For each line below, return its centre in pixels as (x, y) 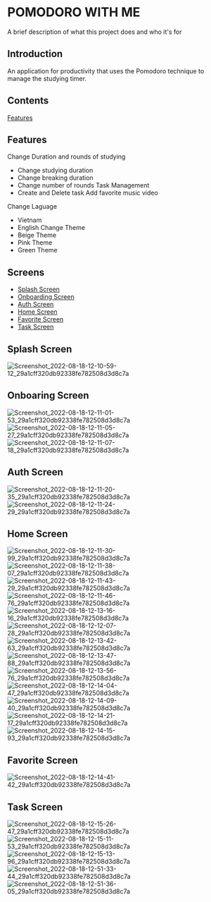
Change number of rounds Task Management (83, 185)
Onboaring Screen (48, 396)
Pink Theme (35, 243)
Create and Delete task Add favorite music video (88, 193)
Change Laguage (32, 207)
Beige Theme (37, 235)
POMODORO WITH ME (74, 12)
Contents (28, 100)
